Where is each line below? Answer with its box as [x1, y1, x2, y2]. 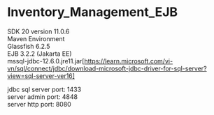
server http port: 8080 [7, 100, 71, 108]
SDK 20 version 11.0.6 [7, 27, 70, 36]
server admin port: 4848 [7, 92, 78, 101]
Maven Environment [7, 34, 65, 43]
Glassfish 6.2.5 [7, 42, 50, 50]
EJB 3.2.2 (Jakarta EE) [7, 49, 72, 58]
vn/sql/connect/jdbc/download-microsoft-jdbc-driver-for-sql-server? [7, 64, 208, 72]
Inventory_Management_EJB [7, 4, 178, 20]
